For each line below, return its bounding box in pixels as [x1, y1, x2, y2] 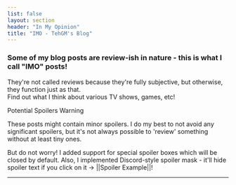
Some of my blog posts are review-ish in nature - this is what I [7, 53, 223, 63]
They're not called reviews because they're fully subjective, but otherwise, [7, 78, 223, 86]
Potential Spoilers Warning [7, 106, 84, 114]
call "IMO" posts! [7, 62, 68, 71]
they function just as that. [7, 85, 81, 93]
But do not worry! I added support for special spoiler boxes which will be [7, 148, 218, 156]
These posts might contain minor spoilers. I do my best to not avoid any [7, 120, 214, 128]
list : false [7, 10, 42, 18]
